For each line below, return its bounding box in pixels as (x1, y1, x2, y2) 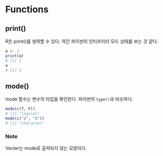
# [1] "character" (5, 121, 44, 126)
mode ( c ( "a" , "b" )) (5, 115, 44, 121)
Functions (5, 4, 49, 15)
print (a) (5, 53, 24, 59)
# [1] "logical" (5, 111, 40, 116)
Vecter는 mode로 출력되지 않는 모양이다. (5, 145, 87, 151)
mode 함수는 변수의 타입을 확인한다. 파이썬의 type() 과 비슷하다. (5, 96, 133, 102)
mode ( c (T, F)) (5, 106, 36, 111)
